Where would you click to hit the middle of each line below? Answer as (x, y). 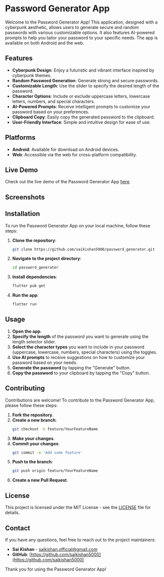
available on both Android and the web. (45, 43)
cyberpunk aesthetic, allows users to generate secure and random (72, 27)
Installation (23, 214)
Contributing (25, 388)
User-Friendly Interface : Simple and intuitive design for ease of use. (81, 122)
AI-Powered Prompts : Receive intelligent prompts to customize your (81, 106)
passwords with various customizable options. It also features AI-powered (80, 32)
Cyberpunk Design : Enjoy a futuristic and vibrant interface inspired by (83, 70)
